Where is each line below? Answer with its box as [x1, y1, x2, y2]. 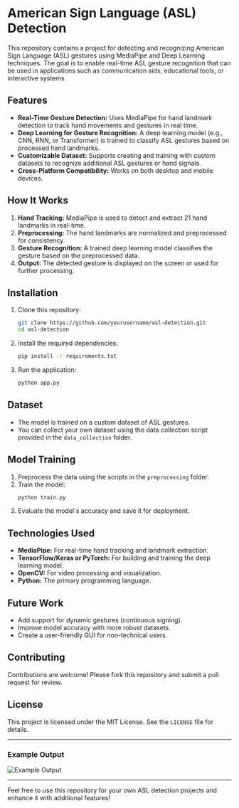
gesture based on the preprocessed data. [17, 251, 140, 260]
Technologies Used [7, 527, 95, 539]
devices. [17, 174, 43, 182]
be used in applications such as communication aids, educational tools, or [7, 66, 224, 75]
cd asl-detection [17, 326, 70, 334]
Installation [7, 287, 58, 299]
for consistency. [17, 236, 65, 245]
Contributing [7, 652, 65, 664]
